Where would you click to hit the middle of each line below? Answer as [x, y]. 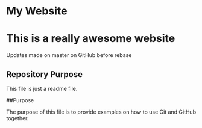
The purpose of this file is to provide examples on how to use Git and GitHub [101, 112]
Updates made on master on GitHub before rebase [69, 55]
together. [17, 118]
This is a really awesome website [91, 39]
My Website [37, 11]
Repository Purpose [45, 74]
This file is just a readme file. [42, 88]
